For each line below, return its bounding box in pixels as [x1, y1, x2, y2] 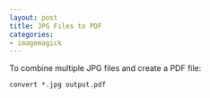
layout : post [9, 13, 58, 22]
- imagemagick [9, 38, 63, 48]
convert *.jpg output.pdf [9, 80, 106, 90]
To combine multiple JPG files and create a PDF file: [9, 63, 202, 74]
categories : [9, 30, 54, 39]
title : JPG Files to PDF [9, 22, 102, 31]
